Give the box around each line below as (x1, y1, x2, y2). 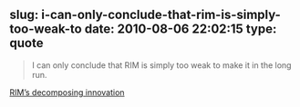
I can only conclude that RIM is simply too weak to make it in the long (31, 59, 292, 71)
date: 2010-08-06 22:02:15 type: (84, 22, 277, 37)
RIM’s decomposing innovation (9, 86, 125, 98)
